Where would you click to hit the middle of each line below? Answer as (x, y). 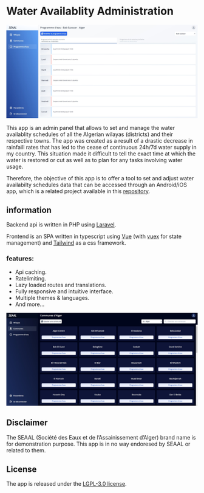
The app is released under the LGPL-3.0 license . (66, 484)
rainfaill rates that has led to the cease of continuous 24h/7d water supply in (101, 147)
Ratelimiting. (31, 278)
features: (20, 259)
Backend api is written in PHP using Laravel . (61, 225)
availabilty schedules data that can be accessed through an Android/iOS (97, 185)
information (29, 210)
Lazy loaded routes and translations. (61, 285)
